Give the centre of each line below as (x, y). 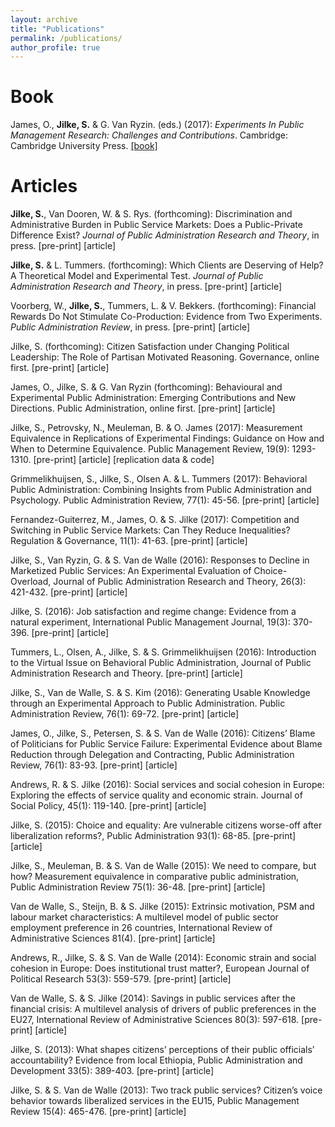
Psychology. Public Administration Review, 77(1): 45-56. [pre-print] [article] (165, 500)
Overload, (31, 582)
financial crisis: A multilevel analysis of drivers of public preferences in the (163, 1009)
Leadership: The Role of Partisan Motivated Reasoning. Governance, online (165, 357)
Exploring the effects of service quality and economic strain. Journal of (156, 795)
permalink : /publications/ (66, 38)
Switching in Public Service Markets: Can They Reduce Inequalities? (150, 530)
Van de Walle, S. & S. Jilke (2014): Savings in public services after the (153, 998)
